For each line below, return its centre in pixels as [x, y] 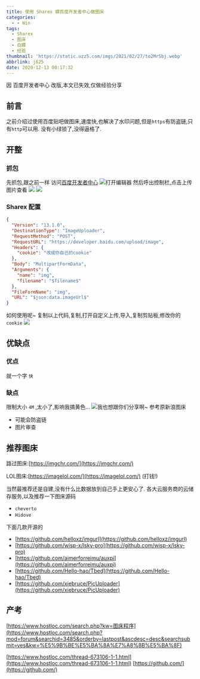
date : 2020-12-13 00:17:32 [40, 67]
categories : [21, 17]
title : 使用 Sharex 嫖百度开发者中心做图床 [55, 12]
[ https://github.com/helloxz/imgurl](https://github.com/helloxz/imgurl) [101, 539]
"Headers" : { [28, 247]
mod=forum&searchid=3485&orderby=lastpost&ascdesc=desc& [85, 639]
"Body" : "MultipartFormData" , [49, 264]
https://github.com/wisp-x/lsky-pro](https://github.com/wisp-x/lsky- [101, 545]
